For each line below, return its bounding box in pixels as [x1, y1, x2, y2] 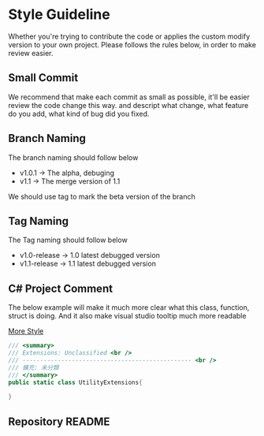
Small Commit [8, 71, 79, 84]
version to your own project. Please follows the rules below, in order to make [8, 39, 256, 49]
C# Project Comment [8, 281, 113, 295]
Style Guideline [8, 6, 110, 24]
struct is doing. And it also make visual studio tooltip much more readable [8, 311, 247, 321]
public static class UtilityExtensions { [8, 378, 143, 386]
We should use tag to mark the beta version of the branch [8, 192, 195, 201]
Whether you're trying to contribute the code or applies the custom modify [8, 32, 251, 41]
